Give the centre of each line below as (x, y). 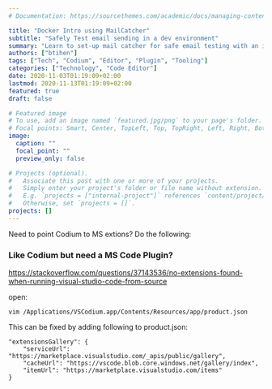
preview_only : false (50, 158)
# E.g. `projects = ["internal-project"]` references (104, 196)
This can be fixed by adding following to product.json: (98, 327)
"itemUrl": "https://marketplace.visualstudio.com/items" (123, 370)
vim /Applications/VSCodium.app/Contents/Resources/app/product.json (128, 312)
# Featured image (38, 113)
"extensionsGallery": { (49, 342)
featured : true (34, 91)
